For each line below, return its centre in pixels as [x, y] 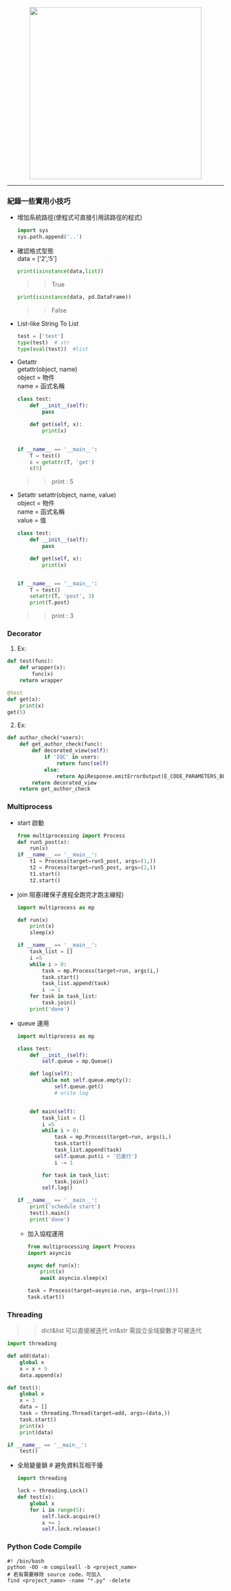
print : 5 [62, 482]
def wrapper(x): [43, 668]
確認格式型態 [35, 251]
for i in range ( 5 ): [58, 1510]
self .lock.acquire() [71, 1516]
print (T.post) [50, 603]
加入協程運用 [45, 1233]
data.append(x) [41, 1375]
